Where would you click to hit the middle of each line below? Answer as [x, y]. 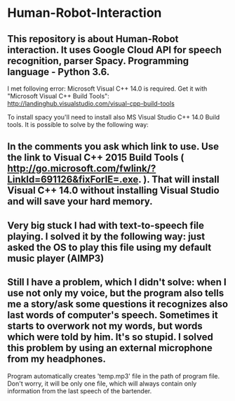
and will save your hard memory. [80, 202]
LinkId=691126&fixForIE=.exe [73, 179]
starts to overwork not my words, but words [105, 326]
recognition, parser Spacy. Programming [98, 61]
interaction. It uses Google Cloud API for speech [115, 50]
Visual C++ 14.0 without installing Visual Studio [113, 191]
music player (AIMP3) [56, 258]
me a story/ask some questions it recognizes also [118, 304]
